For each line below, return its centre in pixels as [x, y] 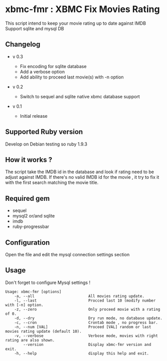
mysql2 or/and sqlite [34, 216]
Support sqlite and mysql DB [35, 28]
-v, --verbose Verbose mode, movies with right [86, 336]
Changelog [23, 45]
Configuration [28, 242]
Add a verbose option [42, 71]
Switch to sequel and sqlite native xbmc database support [80, 96]
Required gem [28, 198]
